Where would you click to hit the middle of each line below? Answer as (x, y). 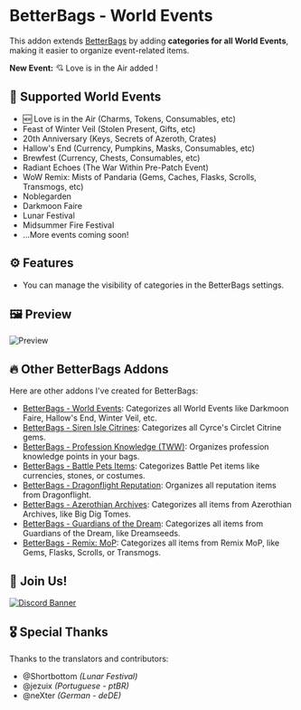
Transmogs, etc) (53, 186)
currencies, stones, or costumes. (84, 476)
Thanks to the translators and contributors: (89, 658)
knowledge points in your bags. (81, 457)
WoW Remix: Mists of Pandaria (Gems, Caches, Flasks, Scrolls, (140, 176)
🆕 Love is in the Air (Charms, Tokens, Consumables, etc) (129, 118)
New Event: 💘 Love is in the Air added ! (84, 68)
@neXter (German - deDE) (72, 695)
